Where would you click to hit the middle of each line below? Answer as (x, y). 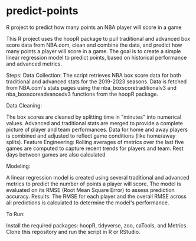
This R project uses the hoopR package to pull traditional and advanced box (98, 38)
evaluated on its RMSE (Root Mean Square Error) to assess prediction (91, 190)
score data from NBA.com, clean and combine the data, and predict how (94, 45)
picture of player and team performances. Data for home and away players (97, 129)
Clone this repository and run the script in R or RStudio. (73, 232)
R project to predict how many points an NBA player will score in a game (94, 27)
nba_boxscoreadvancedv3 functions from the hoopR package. (82, 94)
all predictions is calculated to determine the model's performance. (88, 203)
